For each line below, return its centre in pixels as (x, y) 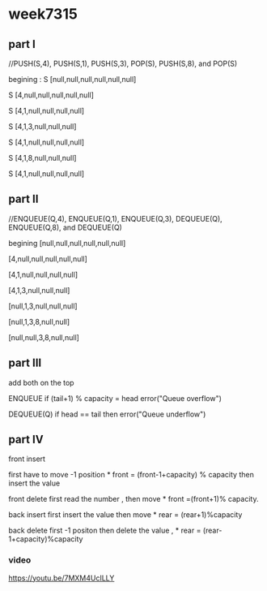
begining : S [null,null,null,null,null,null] (72, 79)
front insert (27, 459)
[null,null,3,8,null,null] (44, 337)
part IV (26, 440)
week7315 (43, 14)
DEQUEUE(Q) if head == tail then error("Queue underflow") (107, 414)
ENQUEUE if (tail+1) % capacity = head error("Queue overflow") (115, 398)
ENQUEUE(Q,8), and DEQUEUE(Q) (66, 227)
